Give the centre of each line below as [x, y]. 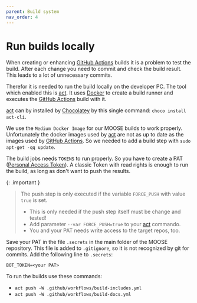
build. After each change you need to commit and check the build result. [94, 69]
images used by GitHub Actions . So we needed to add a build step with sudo [98, 141]
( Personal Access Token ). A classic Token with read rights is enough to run [97, 165]
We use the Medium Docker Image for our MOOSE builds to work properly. [94, 128]
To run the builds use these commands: [54, 276]
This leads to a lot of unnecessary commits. [59, 75]
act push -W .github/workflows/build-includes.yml [78, 288]
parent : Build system [33, 12]
